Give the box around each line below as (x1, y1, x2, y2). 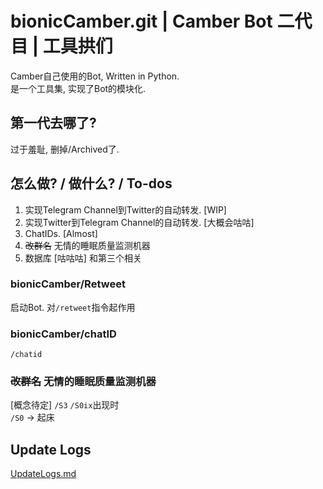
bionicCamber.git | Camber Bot (10, 10, 273, 33)
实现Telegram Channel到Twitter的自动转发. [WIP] (24, 203, 227, 216)
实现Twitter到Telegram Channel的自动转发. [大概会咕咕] (24, 216, 255, 228)
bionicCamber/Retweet (10, 277, 126, 291)
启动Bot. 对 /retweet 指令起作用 (10, 301, 136, 313)
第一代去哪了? (10, 115, 97, 132)
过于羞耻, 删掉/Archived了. (10, 143, 120, 155)
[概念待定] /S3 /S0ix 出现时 (10, 399, 120, 411)
